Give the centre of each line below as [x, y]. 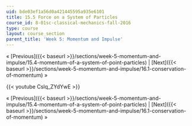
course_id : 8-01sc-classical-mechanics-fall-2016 [69, 23]
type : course [22, 28]
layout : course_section [36, 34]
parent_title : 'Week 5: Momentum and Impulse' [65, 39]
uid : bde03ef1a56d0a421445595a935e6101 [55, 12]
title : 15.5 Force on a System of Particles [62, 17]
